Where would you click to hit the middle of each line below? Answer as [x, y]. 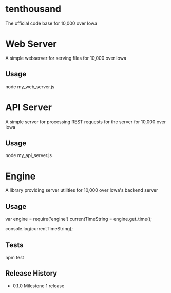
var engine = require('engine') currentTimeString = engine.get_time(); [79, 219]
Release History [31, 273]
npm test [15, 257]
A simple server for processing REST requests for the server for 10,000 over [86, 122]
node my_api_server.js [29, 155]
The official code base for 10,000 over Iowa [51, 23]
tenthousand [33, 9]
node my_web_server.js [30, 86]
